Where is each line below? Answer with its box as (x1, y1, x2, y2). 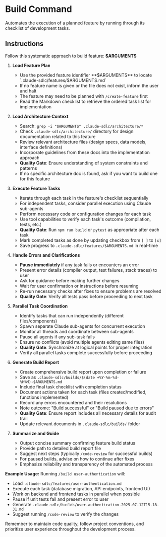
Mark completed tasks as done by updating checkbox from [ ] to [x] (19, 237, 162, 243)
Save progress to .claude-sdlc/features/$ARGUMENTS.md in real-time (19, 242, 158, 248)
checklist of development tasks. (5, 25, 70, 31)
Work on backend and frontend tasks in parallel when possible (12, 491, 140, 497)
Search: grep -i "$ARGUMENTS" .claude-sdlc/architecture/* (19, 123, 144, 129)
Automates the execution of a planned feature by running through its (5, 20, 145, 26)
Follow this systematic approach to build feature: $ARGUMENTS (5, 53, 137, 59)
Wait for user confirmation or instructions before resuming (19, 283, 139, 289)
